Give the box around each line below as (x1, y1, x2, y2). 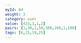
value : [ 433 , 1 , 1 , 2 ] (5, 21, 46, 26)
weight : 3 (5, 12, 26, 17)
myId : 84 (5, 7, 23, 12)
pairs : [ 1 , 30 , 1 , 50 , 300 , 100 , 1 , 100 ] (5, 26, 77, 31)
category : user (5, 16, 37, 21)
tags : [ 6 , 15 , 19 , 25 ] (5, 30, 46, 35)
